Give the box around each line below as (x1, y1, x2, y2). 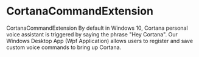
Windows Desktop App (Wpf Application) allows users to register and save (6, 37, 194, 44)
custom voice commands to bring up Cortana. (6, 44, 122, 51)
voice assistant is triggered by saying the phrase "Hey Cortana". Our (6, 30, 178, 38)
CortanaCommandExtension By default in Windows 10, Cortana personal (6, 24, 188, 32)
